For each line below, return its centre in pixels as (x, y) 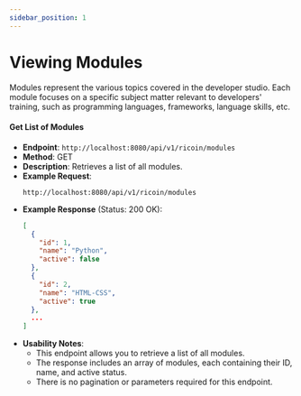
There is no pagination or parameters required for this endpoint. (154, 382)
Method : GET (48, 157)
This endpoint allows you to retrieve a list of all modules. (140, 354)
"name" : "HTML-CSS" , (78, 293)
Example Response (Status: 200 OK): (92, 209)
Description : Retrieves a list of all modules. (102, 166)
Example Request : (57, 176)
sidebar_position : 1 (48, 18)
